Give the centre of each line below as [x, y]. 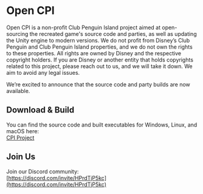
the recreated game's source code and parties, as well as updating [113, 33]
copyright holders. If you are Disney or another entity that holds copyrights [100, 60]
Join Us [21, 157]
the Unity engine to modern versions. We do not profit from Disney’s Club [98, 40]
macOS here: [23, 131]
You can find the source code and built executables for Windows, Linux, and [102, 125]
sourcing [17, 33]
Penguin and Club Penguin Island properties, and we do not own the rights [99, 47]
